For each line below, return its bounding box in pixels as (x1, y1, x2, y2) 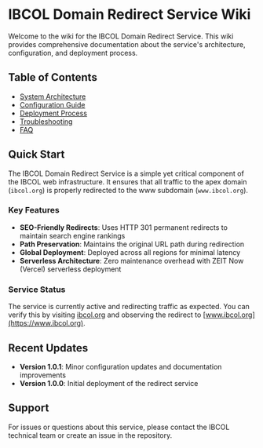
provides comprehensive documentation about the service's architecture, (8, 39, 246, 49)
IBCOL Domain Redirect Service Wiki (8, 5, 251, 24)
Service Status (8, 284, 66, 295)
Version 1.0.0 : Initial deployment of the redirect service (19, 378, 199, 388)
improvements (19, 370, 67, 380)
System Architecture (19, 92, 86, 101)
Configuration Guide (19, 100, 86, 109)
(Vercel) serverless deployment (19, 264, 122, 274)
